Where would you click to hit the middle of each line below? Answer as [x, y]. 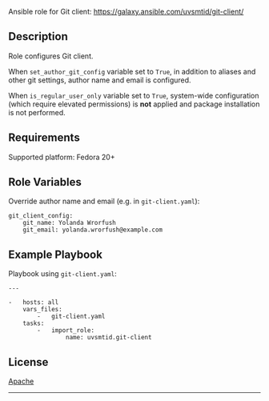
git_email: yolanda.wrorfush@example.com [92, 230]
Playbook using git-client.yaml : [63, 274]
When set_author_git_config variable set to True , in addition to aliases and [132, 71]
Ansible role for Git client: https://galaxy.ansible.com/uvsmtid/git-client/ [126, 12]
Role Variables [45, 182]
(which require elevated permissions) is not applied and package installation [134, 104]
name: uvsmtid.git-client [108, 338]
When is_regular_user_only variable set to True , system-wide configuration [134, 95]
